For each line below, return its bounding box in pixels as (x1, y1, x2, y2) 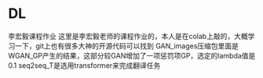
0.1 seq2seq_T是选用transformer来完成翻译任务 (8, 60, 161, 70)
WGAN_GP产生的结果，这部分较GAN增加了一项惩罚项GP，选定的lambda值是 (8, 51, 256, 60)
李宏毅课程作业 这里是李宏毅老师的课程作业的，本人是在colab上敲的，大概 (8, 31, 249, 41)
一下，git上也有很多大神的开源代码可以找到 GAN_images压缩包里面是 (14, 41, 239, 51)
